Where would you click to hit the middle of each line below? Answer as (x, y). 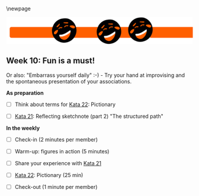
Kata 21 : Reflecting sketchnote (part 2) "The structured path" (89, 116)
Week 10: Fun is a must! (51, 61)
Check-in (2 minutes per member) (56, 139)
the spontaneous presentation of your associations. (69, 81)
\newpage (19, 9)
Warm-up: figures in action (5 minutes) (62, 151)
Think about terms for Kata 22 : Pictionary (65, 104)
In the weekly (23, 128)
